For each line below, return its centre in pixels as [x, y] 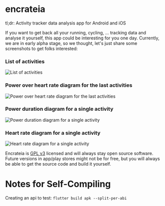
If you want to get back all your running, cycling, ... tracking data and [76, 32]
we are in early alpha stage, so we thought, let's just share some [71, 43]
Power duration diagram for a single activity [59, 109]
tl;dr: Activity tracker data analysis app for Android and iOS [66, 23]
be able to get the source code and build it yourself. [58, 164]
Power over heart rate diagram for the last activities [69, 85]
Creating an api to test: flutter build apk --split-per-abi [66, 198]
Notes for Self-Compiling [58, 184]
